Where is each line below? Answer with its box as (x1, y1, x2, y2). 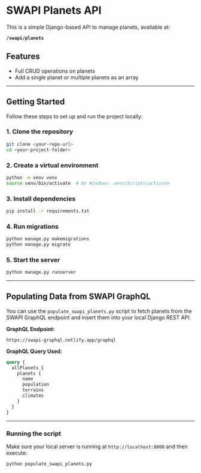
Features (6, 52, 40, 62)
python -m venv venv (6, 175, 58, 181)
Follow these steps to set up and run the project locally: (6, 112, 143, 120)
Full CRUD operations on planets (14, 67, 96, 74)
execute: (6, 449, 28, 456)
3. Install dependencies (6, 194, 76, 203)
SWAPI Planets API (6, 4, 102, 17)
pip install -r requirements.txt (6, 208, 90, 214)
